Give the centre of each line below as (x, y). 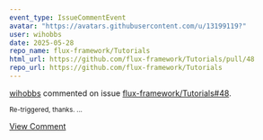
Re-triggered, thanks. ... (46, 109)
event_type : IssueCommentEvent (68, 17)
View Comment (38, 126)
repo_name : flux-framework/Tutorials (80, 51)
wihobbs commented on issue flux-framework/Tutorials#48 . (120, 93)
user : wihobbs (36, 34)
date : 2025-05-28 (42, 43)
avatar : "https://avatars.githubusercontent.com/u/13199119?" (128, 26)
